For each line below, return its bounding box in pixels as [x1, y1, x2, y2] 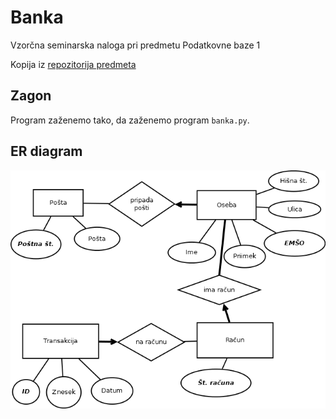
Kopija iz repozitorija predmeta [10, 58, 137, 70]
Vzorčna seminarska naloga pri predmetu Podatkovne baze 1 [10, 39, 261, 51]
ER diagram [10, 143, 83, 160]
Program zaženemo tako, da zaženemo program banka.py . [10, 114, 250, 126]
